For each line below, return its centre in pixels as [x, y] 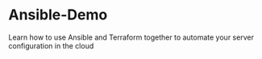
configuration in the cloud [51, 45]
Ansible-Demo [58, 15]
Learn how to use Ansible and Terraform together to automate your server [131, 37]
